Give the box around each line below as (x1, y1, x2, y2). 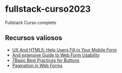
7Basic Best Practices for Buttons (12, 57, 80, 63)
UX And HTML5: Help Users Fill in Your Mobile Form (12, 47, 117, 52)
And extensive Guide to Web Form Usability (12, 52, 100, 58)
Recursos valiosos (5, 34, 62, 42)
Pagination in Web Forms (12, 62, 62, 68)
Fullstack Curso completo (5, 20, 57, 25)
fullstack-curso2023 (5, 3, 91, 15)
